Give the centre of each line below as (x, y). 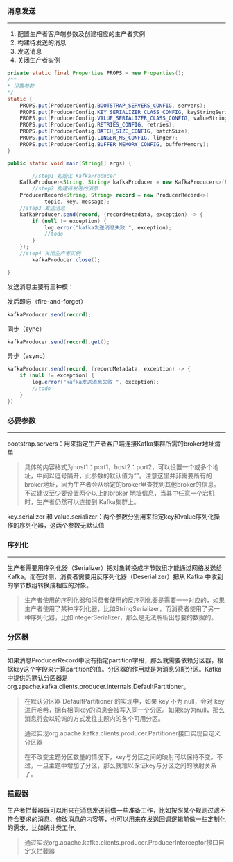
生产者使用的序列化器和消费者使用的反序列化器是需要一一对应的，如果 (124, 600)
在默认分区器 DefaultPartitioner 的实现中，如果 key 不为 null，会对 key (124, 701)
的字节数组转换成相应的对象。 (50, 585)
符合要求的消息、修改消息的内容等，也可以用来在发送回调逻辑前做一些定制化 (116, 819)
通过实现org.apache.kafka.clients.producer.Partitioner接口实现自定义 (122, 733)
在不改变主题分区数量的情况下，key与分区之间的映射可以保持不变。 (120, 756)
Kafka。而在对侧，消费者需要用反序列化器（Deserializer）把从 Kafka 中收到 (115, 577)
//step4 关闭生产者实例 (50, 254)
